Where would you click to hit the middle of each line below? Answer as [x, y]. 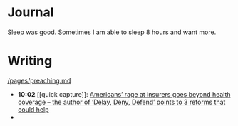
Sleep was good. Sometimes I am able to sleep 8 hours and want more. [112, 32]
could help [33, 109]
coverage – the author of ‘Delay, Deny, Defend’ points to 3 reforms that [121, 102]
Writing [30, 61]
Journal [31, 12]
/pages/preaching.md [39, 80]
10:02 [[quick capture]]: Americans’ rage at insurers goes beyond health [124, 94]
